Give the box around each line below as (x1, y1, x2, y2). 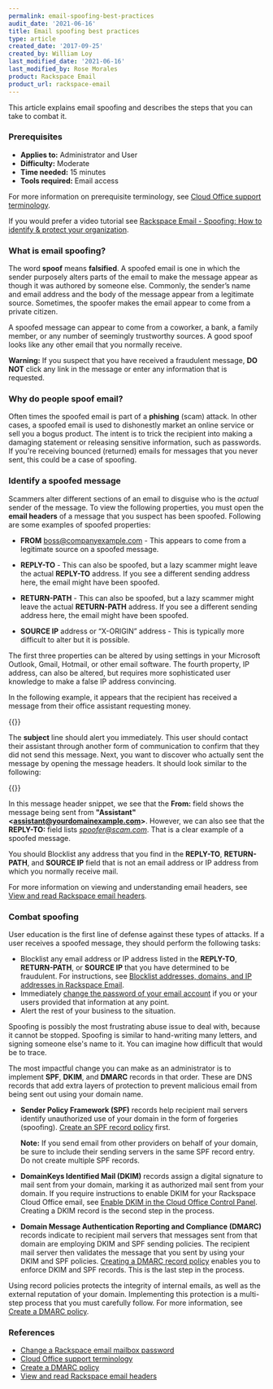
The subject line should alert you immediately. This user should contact (8, 732, 249, 742)
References (8, 1326, 55, 1338)
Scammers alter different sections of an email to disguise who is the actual (8, 493, 259, 503)
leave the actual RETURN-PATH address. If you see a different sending (19, 602, 258, 611)
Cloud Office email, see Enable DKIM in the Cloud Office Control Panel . (19, 1197, 258, 1207)
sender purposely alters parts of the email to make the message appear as (8, 272, 258, 282)
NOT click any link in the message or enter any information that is (8, 364, 227, 375)
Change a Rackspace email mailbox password (19, 1345, 175, 1356)
